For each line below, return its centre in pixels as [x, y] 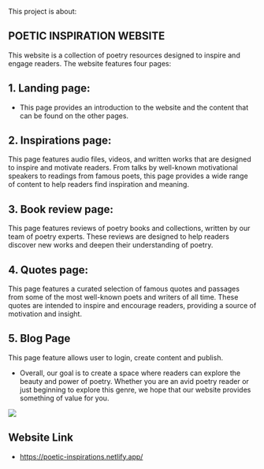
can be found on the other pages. [74, 115]
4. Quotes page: [48, 270]
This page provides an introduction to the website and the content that [134, 107]
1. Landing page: [49, 89]
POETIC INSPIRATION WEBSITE [87, 36]
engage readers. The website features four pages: [90, 63]
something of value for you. [64, 398]
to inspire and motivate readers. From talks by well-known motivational [123, 168]
